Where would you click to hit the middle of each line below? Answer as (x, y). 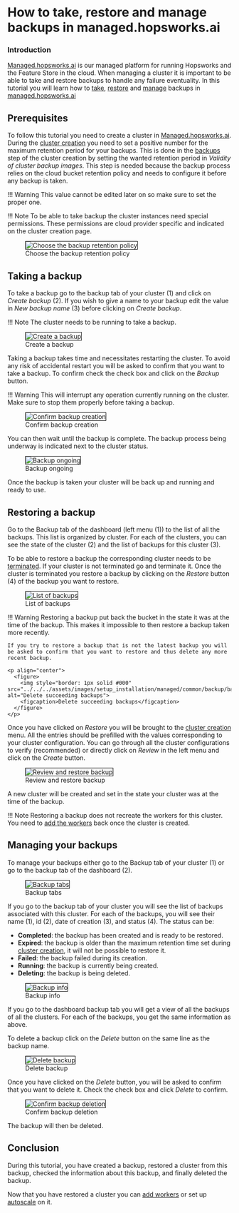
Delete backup (47, 1068)
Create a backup (49, 345)
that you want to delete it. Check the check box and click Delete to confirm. (118, 1090)
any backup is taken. (38, 181)
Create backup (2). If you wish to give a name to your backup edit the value (118, 301)
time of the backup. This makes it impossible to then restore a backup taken (118, 624)
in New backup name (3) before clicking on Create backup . (95, 308)
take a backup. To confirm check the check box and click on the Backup (113, 374)
